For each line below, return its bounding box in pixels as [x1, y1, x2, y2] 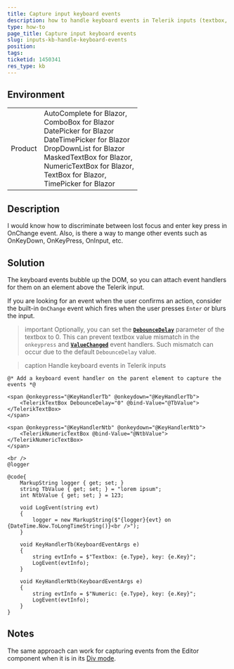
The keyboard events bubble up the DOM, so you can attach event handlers [7, 276, 227, 284]
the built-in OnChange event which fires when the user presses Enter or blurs [7, 304, 226, 313]
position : [7, 43, 37, 50]
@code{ [7, 473, 27, 480]
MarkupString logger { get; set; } [20, 480, 124, 487]
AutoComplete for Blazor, [44, 108, 128, 118]
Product [11, 144, 37, 153]
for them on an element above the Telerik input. [7, 283, 145, 292]
